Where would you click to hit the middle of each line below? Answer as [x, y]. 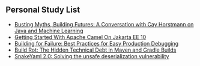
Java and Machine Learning [49, 31]
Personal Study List [43, 10]
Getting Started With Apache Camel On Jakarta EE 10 [80, 37]
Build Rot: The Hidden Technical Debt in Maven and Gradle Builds [95, 50]
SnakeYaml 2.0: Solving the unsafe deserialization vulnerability [92, 56]
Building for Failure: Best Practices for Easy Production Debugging [96, 43]
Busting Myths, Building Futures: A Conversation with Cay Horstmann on [104, 24]
